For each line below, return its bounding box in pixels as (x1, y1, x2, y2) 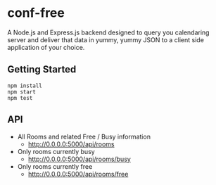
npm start (7, 88, 37, 96)
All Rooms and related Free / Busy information (17, 132, 151, 141)
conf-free (7, 5, 65, 21)
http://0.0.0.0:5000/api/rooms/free (27, 170, 129, 178)
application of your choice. (7, 43, 85, 51)
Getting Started (7, 63, 77, 75)
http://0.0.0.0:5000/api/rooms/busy (27, 155, 132, 163)
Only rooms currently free (17, 162, 93, 170)
